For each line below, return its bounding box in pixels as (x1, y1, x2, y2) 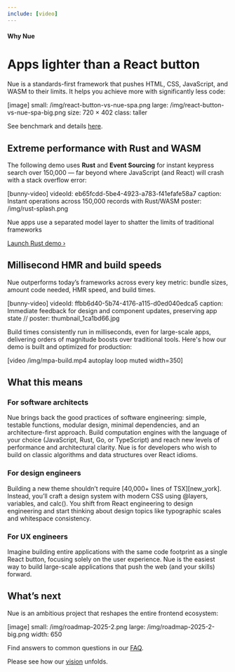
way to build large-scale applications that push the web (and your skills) (7, 562, 215, 571)
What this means (7, 376, 83, 388)
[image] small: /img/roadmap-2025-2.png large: (7, 622, 146, 631)
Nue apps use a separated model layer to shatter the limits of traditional (7, 218, 214, 226)
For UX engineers (7, 532, 68, 541)
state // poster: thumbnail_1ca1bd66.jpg (7, 314, 120, 322)
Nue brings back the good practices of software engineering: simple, (7, 414, 207, 422)
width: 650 (30, 630, 62, 638)
